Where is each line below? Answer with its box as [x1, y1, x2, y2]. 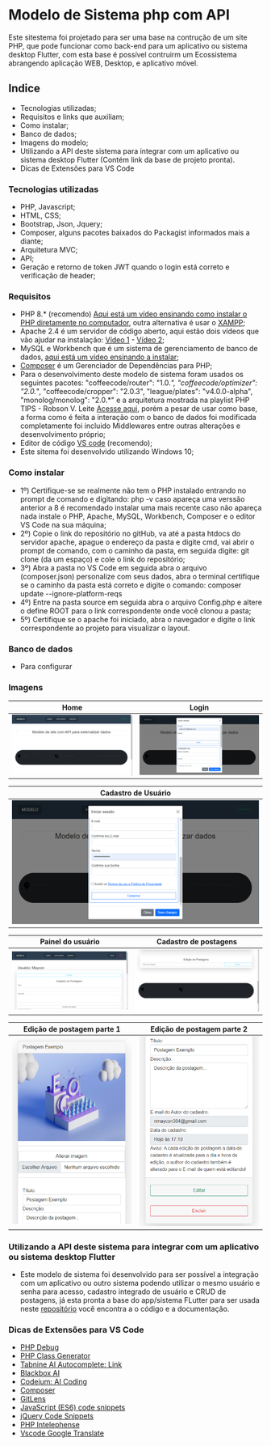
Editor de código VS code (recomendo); [19, 439, 153, 448]
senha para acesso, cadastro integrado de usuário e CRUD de [19, 1287, 227, 1296]
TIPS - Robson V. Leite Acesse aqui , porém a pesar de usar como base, [19, 404, 258, 413]
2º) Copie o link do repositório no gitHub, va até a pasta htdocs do [19, 528, 241, 538]
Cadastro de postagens [156, 937, 238, 947]
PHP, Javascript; [19, 202, 76, 212]
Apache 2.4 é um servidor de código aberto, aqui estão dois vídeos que [19, 326, 260, 337]
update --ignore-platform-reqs [19, 588, 123, 598]
